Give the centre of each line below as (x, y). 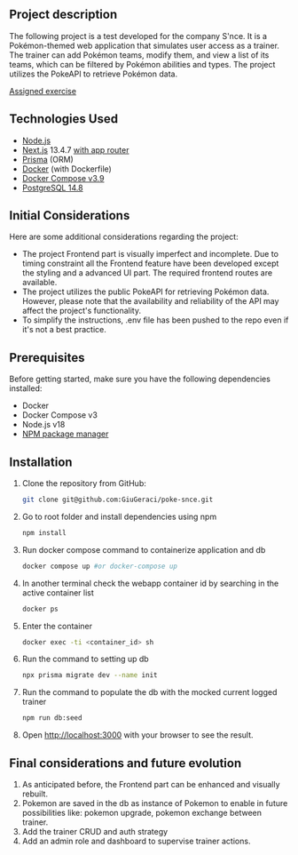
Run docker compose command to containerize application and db (144, 549)
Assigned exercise (43, 91)
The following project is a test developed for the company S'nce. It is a (138, 36)
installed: (26, 388)
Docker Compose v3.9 (63, 178)
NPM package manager (65, 434)
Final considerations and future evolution (125, 763)
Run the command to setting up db (85, 659)
